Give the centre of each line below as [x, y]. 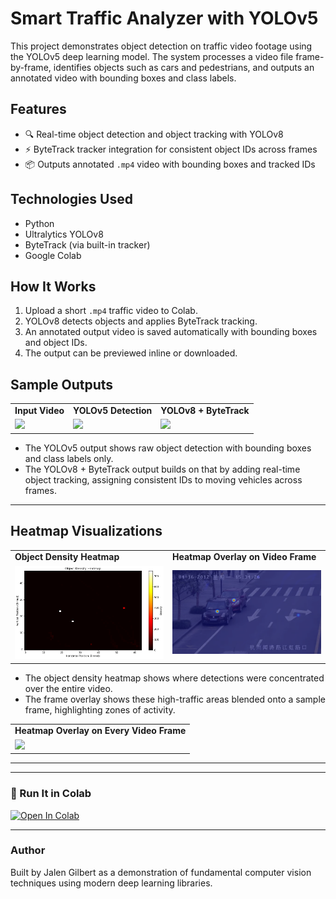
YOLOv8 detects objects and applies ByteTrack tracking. [141, 321]
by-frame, [31, 67]
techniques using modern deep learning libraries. [111, 883]
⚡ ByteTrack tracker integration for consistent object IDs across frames [171, 149]
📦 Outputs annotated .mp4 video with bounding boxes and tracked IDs [170, 164]
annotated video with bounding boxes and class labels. [123, 78]
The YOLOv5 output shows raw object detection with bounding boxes [168, 448]
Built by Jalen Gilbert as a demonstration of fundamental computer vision [161, 872]
